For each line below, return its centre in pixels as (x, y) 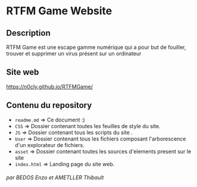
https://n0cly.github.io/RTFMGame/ (50, 86)
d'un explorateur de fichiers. (49, 145)
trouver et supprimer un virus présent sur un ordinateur (74, 54)
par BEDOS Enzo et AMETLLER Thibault (55, 177)
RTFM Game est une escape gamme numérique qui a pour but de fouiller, (96, 47)
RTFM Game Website (59, 11)
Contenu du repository (49, 105)
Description (28, 33)
